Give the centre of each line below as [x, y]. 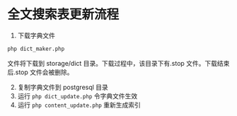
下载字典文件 [36, 35]
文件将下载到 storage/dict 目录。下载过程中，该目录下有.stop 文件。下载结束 [118, 63]
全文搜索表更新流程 [63, 14]
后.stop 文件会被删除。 [40, 72]
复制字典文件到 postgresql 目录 [63, 87]
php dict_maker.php [36, 49]
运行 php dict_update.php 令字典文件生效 [77, 95]
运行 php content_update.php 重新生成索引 [79, 105]
